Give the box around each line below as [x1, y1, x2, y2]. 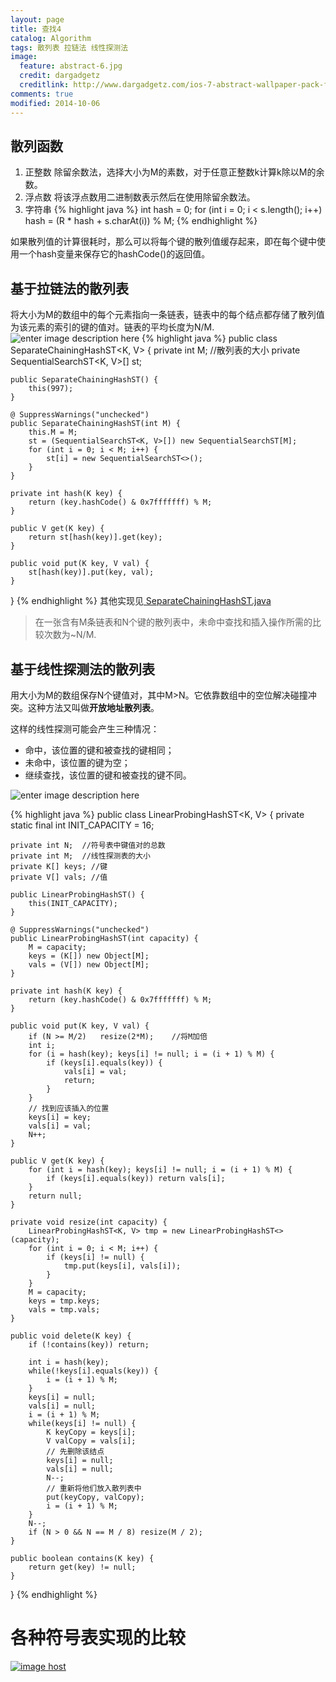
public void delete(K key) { [10, 1331, 132, 1341]
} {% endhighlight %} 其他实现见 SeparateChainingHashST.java [10, 595, 272, 607]
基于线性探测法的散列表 [10, 661, 155, 678]
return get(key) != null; [28, 1562, 137, 1572]
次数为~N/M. [43, 629, 97, 641]
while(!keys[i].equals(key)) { [28, 1366, 159, 1376]
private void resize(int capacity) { [10, 1217, 168, 1227]
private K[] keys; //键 [10, 861, 108, 871]
